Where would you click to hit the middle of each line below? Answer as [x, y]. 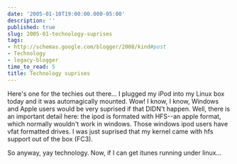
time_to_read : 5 [31, 67]
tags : [15, 40]
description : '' [31, 21]
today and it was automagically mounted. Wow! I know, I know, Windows [113, 101]
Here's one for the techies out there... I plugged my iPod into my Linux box [116, 94]
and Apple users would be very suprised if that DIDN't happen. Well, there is [119, 109]
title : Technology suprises [49, 73]
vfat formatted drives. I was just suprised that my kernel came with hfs [110, 131]
